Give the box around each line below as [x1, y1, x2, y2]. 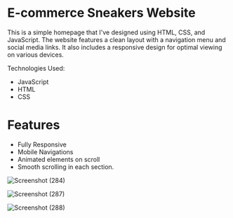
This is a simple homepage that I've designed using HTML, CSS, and [7, 28, 206, 36]
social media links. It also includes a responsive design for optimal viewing [7, 43, 222, 51]
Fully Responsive [17, 140, 67, 149]
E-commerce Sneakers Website [7, 5, 196, 21]
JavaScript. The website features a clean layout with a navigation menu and [7, 35, 226, 43]
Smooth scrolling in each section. [17, 163, 114, 171]
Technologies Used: [7, 64, 65, 72]
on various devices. [7, 50, 65, 59]
